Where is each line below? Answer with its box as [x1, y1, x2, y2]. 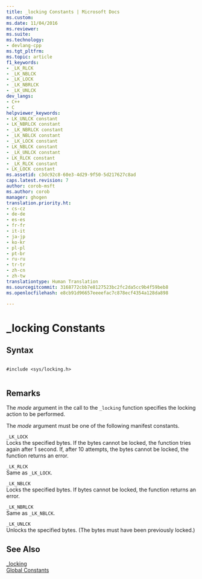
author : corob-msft [6, 183, 55, 189]
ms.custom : [6, 15, 34, 21]
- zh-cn [6, 267, 26, 274]
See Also [6, 544, 40, 554]
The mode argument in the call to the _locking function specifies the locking [6, 404, 196, 412]
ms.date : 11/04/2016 [6, 20, 58, 26]
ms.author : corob [6, 189, 50, 195]
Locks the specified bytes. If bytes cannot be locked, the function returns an [6, 486, 197, 493]
